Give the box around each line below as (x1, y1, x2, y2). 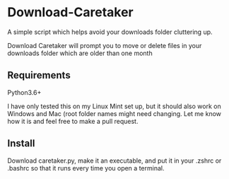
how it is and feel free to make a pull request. (7, 117, 139, 125)
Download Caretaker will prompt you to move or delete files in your (7, 41, 202, 50)
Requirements (7, 69, 71, 81)
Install (7, 137, 35, 149)
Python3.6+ (7, 88, 42, 96)
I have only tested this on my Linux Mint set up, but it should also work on (7, 102, 221, 110)
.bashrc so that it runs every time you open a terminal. (7, 163, 165, 172)
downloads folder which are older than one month (7, 49, 153, 57)
